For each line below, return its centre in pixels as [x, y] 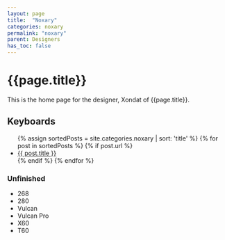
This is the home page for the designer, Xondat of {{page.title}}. [98, 99]
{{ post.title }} [37, 153]
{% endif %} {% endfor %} [56, 160]
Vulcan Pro [33, 216]
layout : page [26, 14]
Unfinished [26, 178]
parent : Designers [34, 40]
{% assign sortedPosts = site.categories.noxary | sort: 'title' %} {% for [118, 138]
